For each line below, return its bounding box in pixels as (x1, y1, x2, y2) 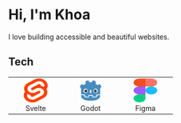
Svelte (25, 103, 46, 113)
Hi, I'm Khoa (8, 6, 91, 24)
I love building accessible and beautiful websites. (8, 32, 170, 42)
